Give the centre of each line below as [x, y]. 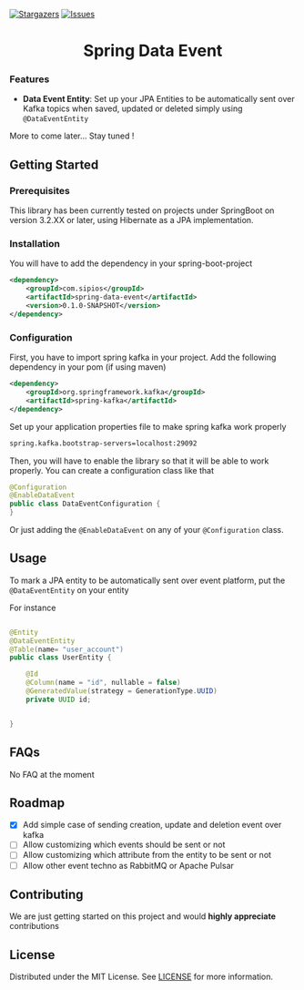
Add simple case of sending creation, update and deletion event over [152, 825]
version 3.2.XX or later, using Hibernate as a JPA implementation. [132, 220]
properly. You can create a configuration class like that [112, 470]
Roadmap [37, 803]
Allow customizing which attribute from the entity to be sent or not [147, 855]
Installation [35, 244]
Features [30, 79]
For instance [33, 607]
